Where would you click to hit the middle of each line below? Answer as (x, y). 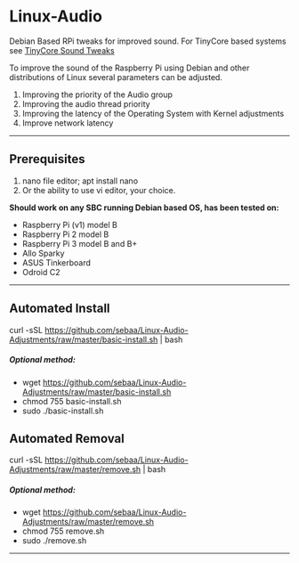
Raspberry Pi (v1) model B (69, 224)
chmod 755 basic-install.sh (72, 401)
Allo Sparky (43, 253)
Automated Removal (67, 438)
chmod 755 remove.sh (63, 531)
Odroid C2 (41, 272)
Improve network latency (68, 123)
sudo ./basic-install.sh (63, 411)
